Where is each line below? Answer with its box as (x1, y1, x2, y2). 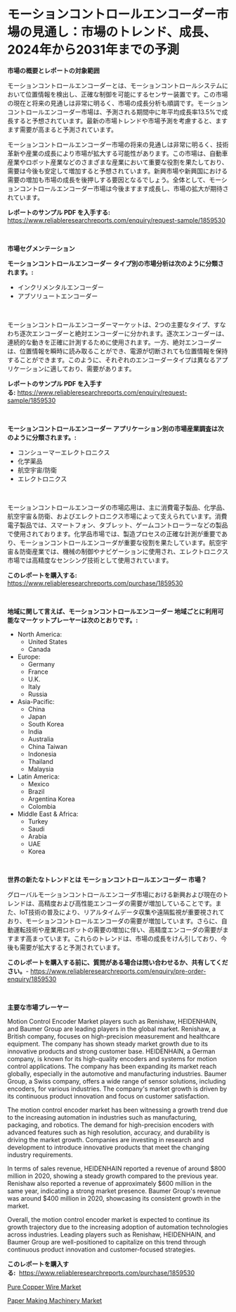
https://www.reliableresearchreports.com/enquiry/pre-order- (30, 967, 206, 975)
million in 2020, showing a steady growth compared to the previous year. (7, 1171, 218, 1180)
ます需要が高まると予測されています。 (7, 125, 118, 134)
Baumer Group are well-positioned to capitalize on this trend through (7, 1237, 206, 1246)
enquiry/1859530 (7, 974, 57, 983)
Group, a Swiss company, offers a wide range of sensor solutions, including (7, 1077, 226, 1085)
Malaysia (27, 765, 54, 773)
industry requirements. (7, 1150, 73, 1159)
